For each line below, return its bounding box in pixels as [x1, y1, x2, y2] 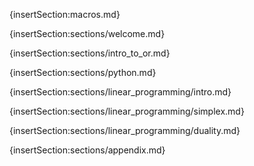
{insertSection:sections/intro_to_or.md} [9, 47, 171, 59]
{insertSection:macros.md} [9, 9, 121, 20]
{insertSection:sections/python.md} [9, 67, 157, 78]
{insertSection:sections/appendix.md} [9, 144, 166, 156]
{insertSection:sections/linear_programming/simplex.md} [9, 105, 245, 117]
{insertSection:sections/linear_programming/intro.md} [9, 86, 232, 98]
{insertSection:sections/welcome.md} [9, 28, 166, 39]
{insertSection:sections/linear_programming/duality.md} [9, 125, 241, 136]
